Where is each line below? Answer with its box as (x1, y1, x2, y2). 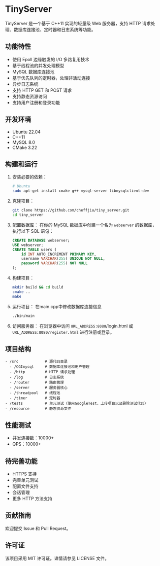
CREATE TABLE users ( (12, 247, 57, 252)
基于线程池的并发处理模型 (12, 63, 64, 69)
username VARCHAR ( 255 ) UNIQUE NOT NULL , (21, 256, 105, 261)
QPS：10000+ (12, 441, 41, 447)
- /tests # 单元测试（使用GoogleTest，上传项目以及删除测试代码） (5, 401, 149, 406)
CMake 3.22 (12, 144, 37, 150)
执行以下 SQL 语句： (12, 228, 54, 234)
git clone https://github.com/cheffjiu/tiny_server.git (12, 208, 129, 213)
